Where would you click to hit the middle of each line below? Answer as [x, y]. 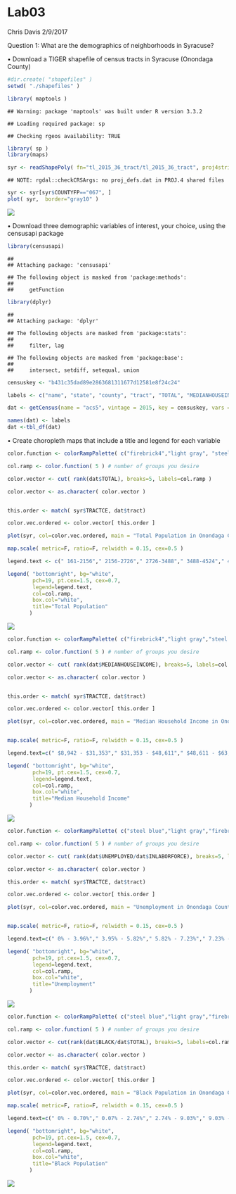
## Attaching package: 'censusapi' [59, 265]
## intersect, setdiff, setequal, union [73, 370]
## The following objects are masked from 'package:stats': [97, 333]
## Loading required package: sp [56, 124]
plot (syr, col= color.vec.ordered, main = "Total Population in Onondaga [116, 536]
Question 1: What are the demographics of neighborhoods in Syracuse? [111, 45]
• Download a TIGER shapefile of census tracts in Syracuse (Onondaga [110, 59]
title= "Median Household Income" [81, 799]
